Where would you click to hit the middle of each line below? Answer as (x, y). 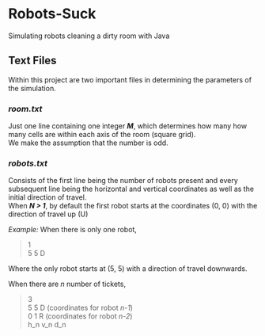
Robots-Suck (52, 14)
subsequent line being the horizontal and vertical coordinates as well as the (131, 189)
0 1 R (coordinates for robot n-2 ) (80, 316)
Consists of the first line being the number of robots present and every (123, 181)
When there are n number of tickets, (67, 284)
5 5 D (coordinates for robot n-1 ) (80, 308)
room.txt (25, 109)
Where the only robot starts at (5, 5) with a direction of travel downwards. (128, 269)
